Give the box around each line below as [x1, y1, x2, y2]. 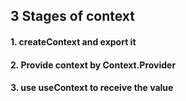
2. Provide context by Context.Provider [10, 59, 177, 71]
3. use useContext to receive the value [10, 82, 174, 94]
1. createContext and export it [10, 35, 137, 48]
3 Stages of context [10, 8, 136, 25]
